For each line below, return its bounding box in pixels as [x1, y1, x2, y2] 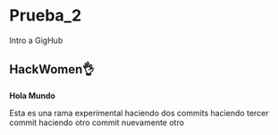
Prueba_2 [9, 5, 82, 26]
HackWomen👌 [9, 62, 95, 77]
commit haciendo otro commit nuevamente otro [9, 117, 185, 128]
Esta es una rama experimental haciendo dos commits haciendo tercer [9, 107, 270, 118]
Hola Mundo [9, 90, 56, 101]
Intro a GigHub [9, 35, 63, 46]
